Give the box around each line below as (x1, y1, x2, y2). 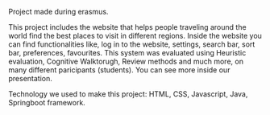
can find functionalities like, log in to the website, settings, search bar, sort (8, 39, 255, 49)
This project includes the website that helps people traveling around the (8, 23, 247, 31)
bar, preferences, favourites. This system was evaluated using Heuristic (8, 48, 247, 57)
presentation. (8, 74, 52, 83)
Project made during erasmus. (8, 7, 109, 16)
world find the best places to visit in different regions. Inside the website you (8, 31, 262, 40)
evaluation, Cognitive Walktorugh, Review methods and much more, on (8, 56, 244, 66)
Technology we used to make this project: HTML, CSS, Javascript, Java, (8, 89, 248, 99)
